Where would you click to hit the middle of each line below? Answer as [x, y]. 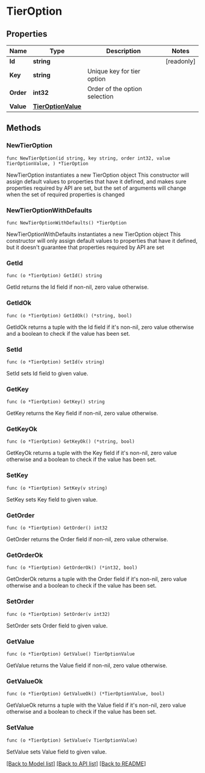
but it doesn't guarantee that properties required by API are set [85, 247]
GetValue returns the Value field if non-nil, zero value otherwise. [87, 665]
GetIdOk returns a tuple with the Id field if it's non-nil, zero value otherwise [100, 327]
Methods [24, 128]
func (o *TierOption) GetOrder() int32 [57, 528]
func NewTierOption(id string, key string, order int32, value [88, 158]
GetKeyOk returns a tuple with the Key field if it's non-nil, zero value [92, 453]
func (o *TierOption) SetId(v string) [56, 362]
